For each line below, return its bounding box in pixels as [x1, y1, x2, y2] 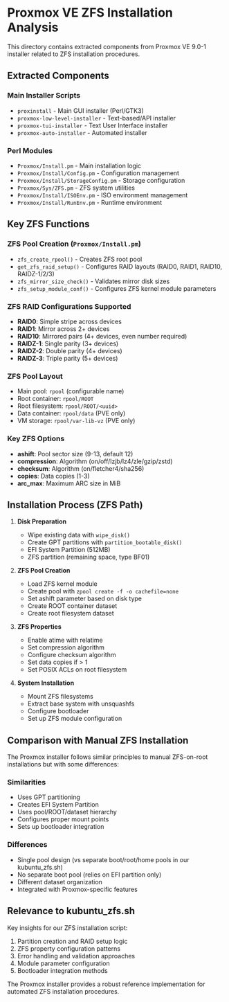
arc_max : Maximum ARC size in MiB [17, 479, 121, 487]
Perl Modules [7, 145, 53, 155]
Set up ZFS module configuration [27, 715, 122, 723]
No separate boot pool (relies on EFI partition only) [17, 870, 162, 879]
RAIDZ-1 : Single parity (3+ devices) [17, 339, 119, 348]
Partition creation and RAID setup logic [17, 937, 128, 945]
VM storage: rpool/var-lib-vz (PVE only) [17, 417, 136, 425]
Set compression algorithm [27, 643, 105, 652]
